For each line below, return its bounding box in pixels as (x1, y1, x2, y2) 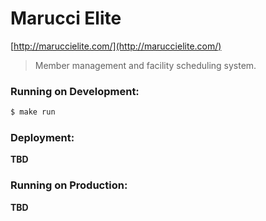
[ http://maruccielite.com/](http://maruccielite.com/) (10, 40, 222, 52)
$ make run (10, 107, 56, 117)
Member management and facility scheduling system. (34, 59, 257, 71)
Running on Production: (10, 178, 128, 192)
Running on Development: (10, 84, 140, 98)
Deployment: (10, 131, 75, 145)
